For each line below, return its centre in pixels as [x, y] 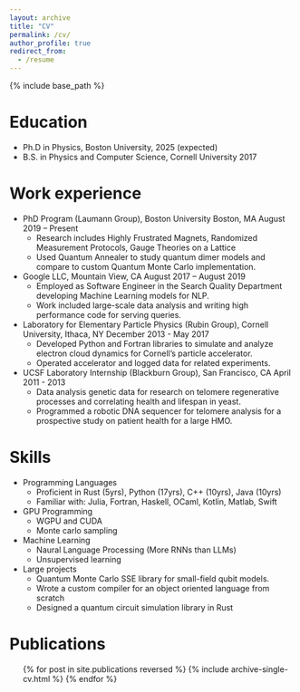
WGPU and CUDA [69, 521]
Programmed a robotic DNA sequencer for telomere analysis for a [159, 411]
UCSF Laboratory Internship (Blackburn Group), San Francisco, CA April [157, 372]
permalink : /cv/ [40, 34]
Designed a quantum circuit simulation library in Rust [135, 607]
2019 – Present [50, 228]
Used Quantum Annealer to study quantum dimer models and [150, 257]
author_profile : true [50, 43]
